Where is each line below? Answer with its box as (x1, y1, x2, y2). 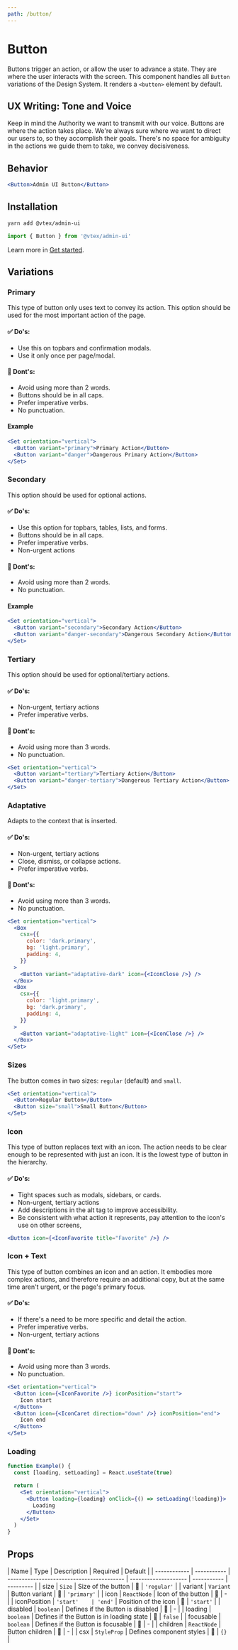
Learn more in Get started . (7, 245, 84, 254)
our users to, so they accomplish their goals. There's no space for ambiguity (7, 134, 230, 143)
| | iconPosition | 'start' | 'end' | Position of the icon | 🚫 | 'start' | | (7, 1597, 221, 1605)
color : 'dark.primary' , (25, 938, 97, 945)
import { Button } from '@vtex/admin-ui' (7, 232, 132, 240)
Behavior (7, 162, 48, 174)
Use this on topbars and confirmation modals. (17, 343, 152, 352)
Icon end (20, 1416, 46, 1424)
